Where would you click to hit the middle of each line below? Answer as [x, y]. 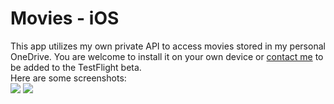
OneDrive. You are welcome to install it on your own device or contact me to [167, 56]
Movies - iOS [65, 18]
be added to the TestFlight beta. [76, 67]
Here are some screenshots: [68, 78]
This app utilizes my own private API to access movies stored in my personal [168, 46]
